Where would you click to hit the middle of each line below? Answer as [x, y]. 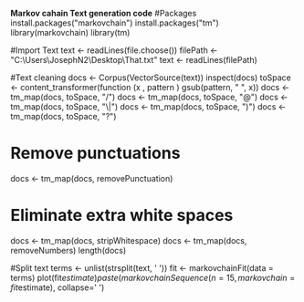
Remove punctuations [95, 153]
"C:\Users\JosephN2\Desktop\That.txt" [84, 60]
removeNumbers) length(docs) [68, 250]
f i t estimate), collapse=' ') [58, 287]
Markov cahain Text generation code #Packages [104, 13]
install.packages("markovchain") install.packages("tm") [115, 23]
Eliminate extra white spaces [122, 216]
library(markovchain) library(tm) [70, 32]
